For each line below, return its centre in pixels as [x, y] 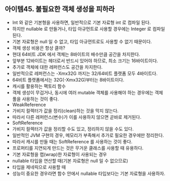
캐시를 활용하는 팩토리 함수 [39, 86]
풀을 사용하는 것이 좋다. [36, 99]
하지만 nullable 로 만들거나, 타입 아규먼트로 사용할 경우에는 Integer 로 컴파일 [89, 29]
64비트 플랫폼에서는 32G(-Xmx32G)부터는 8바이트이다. [68, 80]
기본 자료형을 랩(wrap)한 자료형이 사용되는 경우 [59, 154]
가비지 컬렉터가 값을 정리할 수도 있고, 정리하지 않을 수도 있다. [73, 128]
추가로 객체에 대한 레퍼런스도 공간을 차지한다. [57, 67]
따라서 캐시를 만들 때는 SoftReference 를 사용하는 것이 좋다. [72, 141]
